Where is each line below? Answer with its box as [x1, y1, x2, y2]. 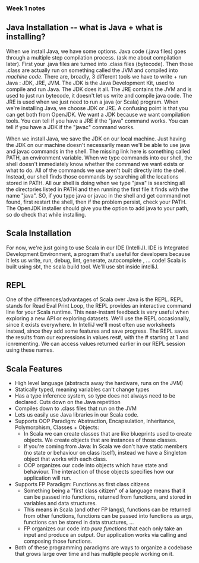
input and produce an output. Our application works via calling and [23, 531, 187, 539]
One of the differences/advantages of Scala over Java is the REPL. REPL [6, 296, 184, 303]
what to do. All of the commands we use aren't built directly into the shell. [6, 167, 187, 174]
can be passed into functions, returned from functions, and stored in [23, 493, 191, 501]
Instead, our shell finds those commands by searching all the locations [6, 173, 179, 180]
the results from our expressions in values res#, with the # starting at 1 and [6, 334, 189, 341]
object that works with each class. [23, 455, 108, 462]
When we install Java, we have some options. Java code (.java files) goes [6, 48, 187, 55]
